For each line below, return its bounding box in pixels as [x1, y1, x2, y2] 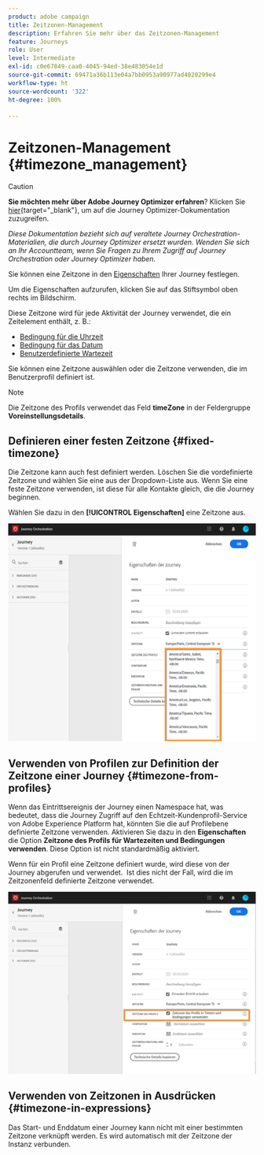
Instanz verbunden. [8, 1139, 71, 1149]
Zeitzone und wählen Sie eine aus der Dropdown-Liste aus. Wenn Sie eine [8, 476, 248, 485]
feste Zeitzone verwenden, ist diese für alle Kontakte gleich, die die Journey [8, 485, 255, 493]
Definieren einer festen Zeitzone [8, 434, 170, 448]
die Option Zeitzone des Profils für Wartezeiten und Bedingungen [8, 836, 225, 845]
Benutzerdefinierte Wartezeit [19, 349, 113, 358]
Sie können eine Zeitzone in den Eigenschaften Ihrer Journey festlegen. [8, 269, 240, 279]
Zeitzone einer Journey [8, 769, 125, 782]
